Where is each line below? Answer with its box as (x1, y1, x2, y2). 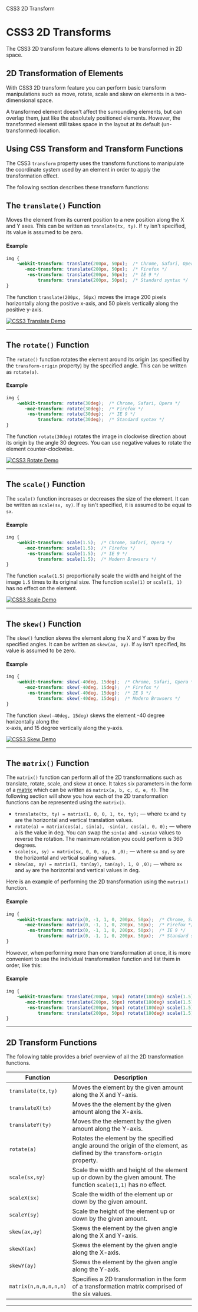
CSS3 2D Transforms (6, 26, 111, 39)
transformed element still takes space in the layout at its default (6, 120, 160, 127)
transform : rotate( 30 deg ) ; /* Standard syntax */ (37, 417, 165, 423)
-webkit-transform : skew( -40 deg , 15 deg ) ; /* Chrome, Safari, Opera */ (16, 679, 196, 685)
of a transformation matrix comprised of (72, 1283, 183, 1291)
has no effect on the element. (6, 585, 78, 592)
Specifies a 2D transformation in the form (72, 1275, 187, 1283)
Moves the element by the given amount (72, 1083, 184, 1091)
